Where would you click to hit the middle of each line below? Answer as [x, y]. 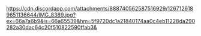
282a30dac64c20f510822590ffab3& [52, 27]
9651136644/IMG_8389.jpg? [41, 15]
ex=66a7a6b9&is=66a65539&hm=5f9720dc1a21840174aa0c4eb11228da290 [101, 21]
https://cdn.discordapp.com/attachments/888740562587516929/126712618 [100, 9]
